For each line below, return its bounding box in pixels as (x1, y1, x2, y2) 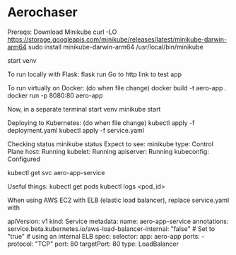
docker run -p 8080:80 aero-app (7, 91, 103, 100)
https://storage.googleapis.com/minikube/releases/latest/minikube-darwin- (7, 35, 228, 43)
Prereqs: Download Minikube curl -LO (7, 28, 117, 36)
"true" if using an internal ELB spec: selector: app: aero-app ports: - (7, 232, 205, 240)
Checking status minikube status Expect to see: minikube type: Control (7, 139, 214, 148)
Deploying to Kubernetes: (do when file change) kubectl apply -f (7, 118, 195, 127)
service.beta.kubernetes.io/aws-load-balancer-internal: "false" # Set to (7, 224, 216, 233)
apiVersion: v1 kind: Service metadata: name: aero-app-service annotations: (7, 217, 229, 225)
